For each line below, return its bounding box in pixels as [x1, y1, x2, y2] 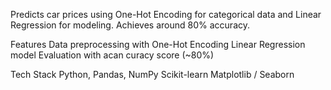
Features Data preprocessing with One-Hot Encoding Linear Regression [10, 39, 306, 50]
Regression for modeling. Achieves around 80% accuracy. [10, 19, 251, 31]
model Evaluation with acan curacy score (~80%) [10, 49, 215, 61]
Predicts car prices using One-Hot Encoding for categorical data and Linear [10, 9, 322, 20]
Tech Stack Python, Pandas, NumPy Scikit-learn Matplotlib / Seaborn [10, 69, 295, 80]
